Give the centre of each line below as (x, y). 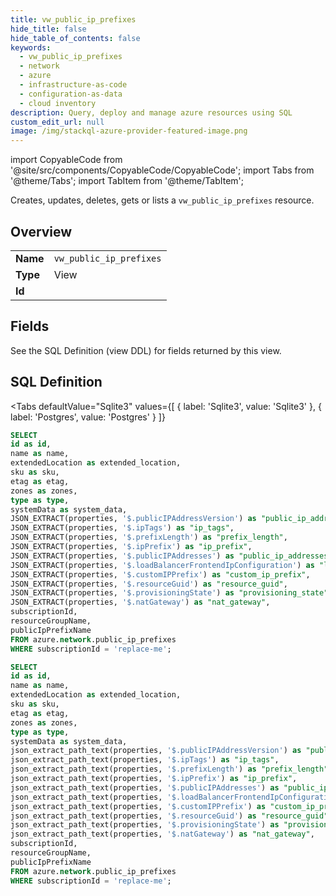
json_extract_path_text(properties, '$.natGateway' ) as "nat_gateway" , (162, 834)
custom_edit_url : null (57, 122)
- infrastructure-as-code (73, 85)
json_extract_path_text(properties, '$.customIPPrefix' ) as (138, 806)
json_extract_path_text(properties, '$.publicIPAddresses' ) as (145, 787)
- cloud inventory (58, 103)
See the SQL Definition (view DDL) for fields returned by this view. (146, 350)
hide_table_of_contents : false (75, 38)
